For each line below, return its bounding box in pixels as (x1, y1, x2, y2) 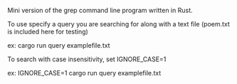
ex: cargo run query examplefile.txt (7, 41, 110, 49)
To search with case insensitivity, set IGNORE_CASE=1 (7, 55, 167, 63)
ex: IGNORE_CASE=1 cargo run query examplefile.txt (7, 69, 162, 77)
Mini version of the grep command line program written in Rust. (7, 6, 193, 14)
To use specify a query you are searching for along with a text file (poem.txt (7, 20, 230, 28)
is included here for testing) (7, 28, 89, 36)
